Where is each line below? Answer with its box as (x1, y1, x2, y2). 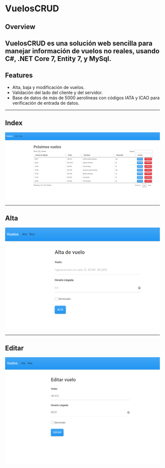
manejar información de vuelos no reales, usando (5, 47, 160, 55)
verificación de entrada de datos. (12, 100, 80, 106)
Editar (5, 344, 24, 352)
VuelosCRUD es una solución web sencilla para (5, 39, 153, 47)
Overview (5, 23, 36, 31)
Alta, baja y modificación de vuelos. (12, 84, 85, 90)
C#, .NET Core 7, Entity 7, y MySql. (5, 55, 111, 63)
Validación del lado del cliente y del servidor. (12, 89, 103, 95)
